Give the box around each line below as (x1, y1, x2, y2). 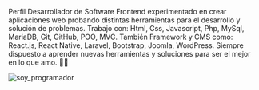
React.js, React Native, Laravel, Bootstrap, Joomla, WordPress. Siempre (8, 41, 244, 50)
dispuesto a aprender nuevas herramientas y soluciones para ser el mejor (8, 49, 251, 58)
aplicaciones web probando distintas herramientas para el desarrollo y (8, 15, 241, 25)
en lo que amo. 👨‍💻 (8, 57, 69, 67)
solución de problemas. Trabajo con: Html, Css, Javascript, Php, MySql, (8, 24, 245, 33)
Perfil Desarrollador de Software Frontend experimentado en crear (8, 7, 227, 16)
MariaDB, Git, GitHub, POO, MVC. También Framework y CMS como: (8, 32, 233, 41)
